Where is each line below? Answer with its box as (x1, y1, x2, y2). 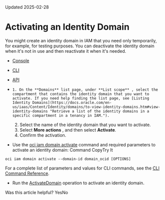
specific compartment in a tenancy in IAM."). (12, 113, 110, 118)
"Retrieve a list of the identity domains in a (50, 108, 149, 114)
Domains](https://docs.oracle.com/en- (32, 100, 112, 105)
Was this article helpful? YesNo (5, 189, 68, 195)
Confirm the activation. (19, 132, 66, 138)
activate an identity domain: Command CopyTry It (12, 147, 113, 153)
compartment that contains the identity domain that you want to (12, 91, 149, 97)
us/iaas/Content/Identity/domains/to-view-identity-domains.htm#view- (12, 104, 161, 109)
